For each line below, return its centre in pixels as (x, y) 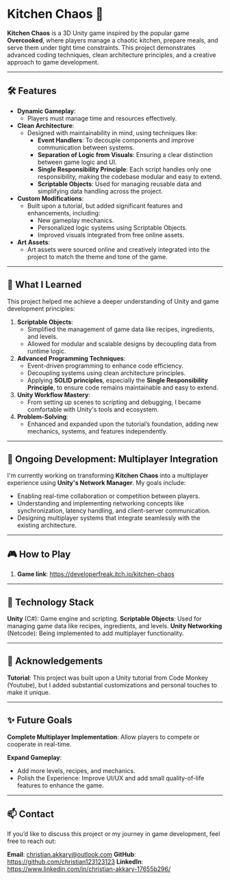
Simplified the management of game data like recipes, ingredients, (120, 329)
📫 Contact (31, 814)
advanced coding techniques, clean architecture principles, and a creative (112, 55)
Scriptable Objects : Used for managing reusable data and (119, 184)
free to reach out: (31, 841)
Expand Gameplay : (35, 757)
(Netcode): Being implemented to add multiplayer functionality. (95, 633)
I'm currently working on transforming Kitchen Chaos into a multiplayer (108, 475)
